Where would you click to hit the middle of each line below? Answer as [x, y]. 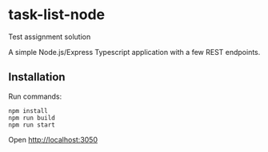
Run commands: [35, 96]
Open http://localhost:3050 [53, 139]
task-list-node [57, 15]
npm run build [32, 118]
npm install [28, 111]
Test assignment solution [50, 37]
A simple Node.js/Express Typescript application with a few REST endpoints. [134, 52]
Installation [37, 77]
